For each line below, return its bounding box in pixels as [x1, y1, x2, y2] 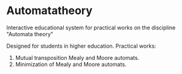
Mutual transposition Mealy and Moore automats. [15, 54, 140, 61]
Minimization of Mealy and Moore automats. [15, 61, 127, 68]
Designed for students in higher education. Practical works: [6, 42, 156, 50]
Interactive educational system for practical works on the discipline [6, 24, 176, 31]
